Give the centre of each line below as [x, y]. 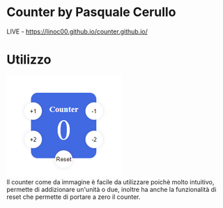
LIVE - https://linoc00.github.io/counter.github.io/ [77, 31]
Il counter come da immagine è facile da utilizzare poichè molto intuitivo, [110, 181]
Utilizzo [29, 60]
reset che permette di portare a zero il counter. [74, 197]
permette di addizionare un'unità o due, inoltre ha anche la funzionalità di [111, 189]
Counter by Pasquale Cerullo [91, 12]
